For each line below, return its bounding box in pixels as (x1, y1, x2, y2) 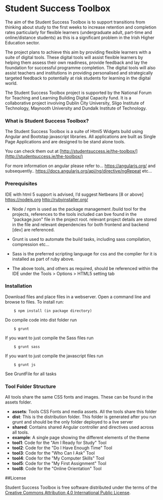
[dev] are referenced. (12, 227, 55, 232)
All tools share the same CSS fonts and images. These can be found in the (5, 394, 153, 400)
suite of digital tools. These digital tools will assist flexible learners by (5, 54, 143, 60)
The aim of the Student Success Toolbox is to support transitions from (5, 19, 146, 25)
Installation (5, 283, 33, 289)
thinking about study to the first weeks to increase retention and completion (5, 24, 157, 30)
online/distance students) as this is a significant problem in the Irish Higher (5, 35, 155, 40)
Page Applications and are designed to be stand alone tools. (5, 139, 125, 145)
